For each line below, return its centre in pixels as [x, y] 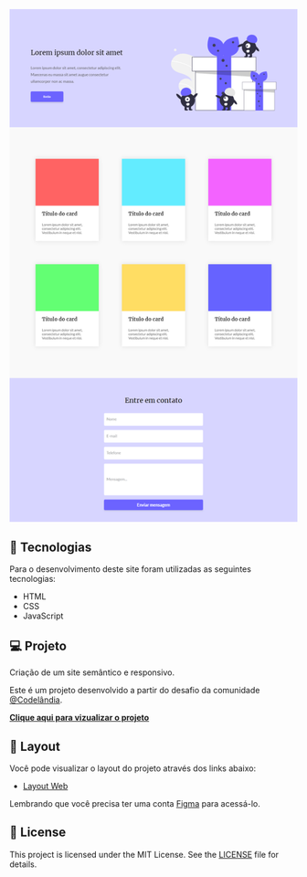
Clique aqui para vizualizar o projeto [79, 718]
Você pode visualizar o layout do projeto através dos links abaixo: [133, 768]
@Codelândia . [36, 700]
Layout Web [45, 786]
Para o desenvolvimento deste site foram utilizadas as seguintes [130, 569]
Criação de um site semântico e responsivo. [92, 672]
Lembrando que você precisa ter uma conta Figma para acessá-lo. [135, 803]
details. [23, 864]
